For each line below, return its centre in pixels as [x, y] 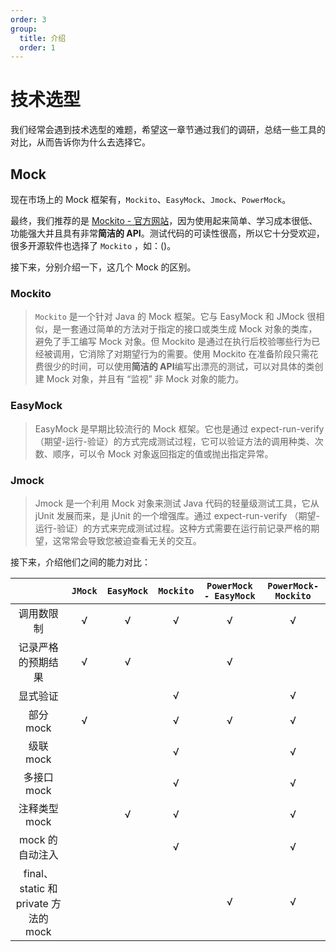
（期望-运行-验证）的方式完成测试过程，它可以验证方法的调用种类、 [174, 441]
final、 [38, 873]
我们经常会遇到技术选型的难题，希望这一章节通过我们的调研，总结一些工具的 [168, 130]
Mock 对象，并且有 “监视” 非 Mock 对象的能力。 [145, 379]
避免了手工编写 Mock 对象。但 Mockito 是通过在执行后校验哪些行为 [173, 342]
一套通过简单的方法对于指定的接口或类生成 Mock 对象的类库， [189, 329]
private [32, 903]
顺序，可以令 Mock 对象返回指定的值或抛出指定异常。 [163, 453]
